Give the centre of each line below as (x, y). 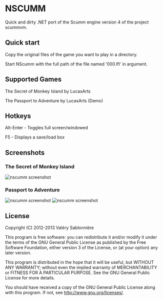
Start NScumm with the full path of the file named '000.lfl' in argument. (76, 64)
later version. (18, 253)
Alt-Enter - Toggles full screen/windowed (47, 128)
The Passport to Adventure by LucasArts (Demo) (54, 100)
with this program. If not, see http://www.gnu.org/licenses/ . (65, 293)
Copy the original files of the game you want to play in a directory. (71, 54)
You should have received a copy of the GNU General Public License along (80, 287)
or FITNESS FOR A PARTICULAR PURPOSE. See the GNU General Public (78, 273)
